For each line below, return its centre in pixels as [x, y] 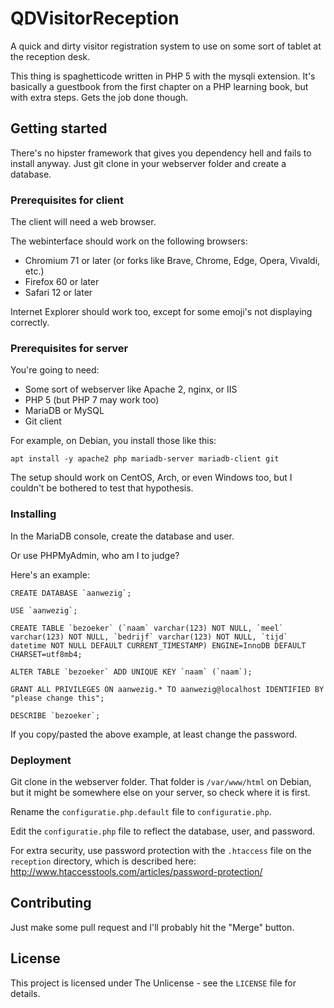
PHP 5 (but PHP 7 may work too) [92, 400]
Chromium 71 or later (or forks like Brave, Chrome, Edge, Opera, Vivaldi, [172, 261]
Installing [33, 514]
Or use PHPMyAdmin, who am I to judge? [95, 555]
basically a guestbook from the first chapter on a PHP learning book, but [159, 86]
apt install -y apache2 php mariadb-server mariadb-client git [145, 459]
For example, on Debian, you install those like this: [113, 441]
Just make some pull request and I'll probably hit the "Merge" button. [152, 927]
